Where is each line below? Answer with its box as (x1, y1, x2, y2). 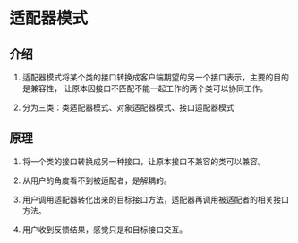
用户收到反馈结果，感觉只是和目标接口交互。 (21, 224, 188, 235)
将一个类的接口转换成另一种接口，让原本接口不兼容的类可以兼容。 (21, 155, 266, 166)
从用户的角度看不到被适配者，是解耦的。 (21, 175, 172, 186)
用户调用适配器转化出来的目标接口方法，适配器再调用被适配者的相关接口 (21, 194, 289, 205)
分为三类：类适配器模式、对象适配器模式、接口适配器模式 (21, 102, 234, 113)
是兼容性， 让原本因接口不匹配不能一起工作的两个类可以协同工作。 (21, 83, 268, 94)
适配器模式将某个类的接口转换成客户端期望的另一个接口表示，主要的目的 (21, 72, 289, 82)
